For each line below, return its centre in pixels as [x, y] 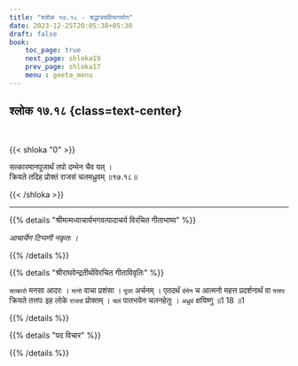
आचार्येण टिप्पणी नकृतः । [43, 238]
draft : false [33, 34]
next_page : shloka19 [63, 58]
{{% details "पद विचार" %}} [55, 335]
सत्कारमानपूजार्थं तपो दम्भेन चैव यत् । [61, 167]
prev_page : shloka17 [63, 67]
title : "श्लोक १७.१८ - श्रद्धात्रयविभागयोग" [71, 17]
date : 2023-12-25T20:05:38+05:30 [71, 26]
